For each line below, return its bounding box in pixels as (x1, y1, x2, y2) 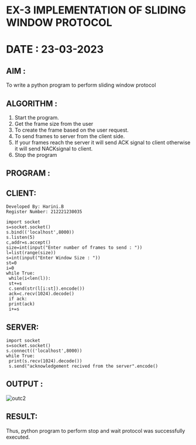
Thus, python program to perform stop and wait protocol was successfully (6, 427, 185, 434)
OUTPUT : (6, 379, 43, 389)
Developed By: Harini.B (6, 204, 64, 210)
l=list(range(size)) (6, 250, 57, 256)
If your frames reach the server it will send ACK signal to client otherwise (14, 139, 191, 146)
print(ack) (8, 301, 35, 307)
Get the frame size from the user (14, 121, 94, 127)
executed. (6, 433, 30, 440)
